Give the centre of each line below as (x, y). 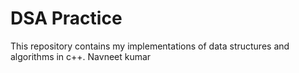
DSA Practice (66, 18)
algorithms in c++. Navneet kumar (81, 56)
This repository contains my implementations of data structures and (150, 46)
